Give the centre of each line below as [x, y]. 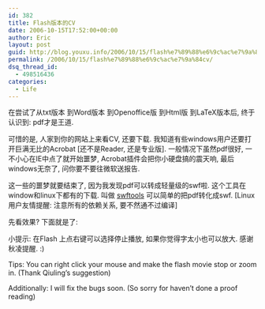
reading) [22, 296]
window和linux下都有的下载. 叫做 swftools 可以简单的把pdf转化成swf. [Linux [131, 195]
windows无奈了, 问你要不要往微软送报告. [74, 169]
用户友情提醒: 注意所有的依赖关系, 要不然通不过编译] [93, 205]
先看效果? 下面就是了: [43, 222]
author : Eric [30, 38]
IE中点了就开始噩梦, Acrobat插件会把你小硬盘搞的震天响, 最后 [135, 159]
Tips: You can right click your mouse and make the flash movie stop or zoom [132, 265]
